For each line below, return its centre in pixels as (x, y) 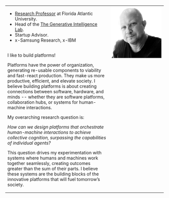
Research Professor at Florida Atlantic (54, 14)
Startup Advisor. (32, 35)
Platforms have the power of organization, (51, 65)
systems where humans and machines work (53, 158)
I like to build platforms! (31, 55)
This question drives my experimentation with (54, 152)
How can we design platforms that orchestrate (56, 127)
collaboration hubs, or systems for (43, 102)
